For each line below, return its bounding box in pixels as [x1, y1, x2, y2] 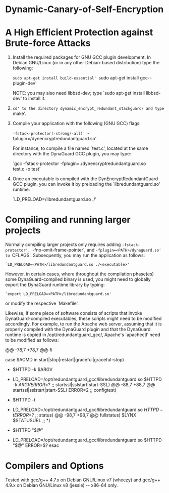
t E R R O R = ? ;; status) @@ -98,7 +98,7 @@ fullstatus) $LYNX [12, 412, 137, 418]
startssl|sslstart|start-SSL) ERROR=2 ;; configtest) [12, 387, 117, 393]
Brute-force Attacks [5, 37, 91, 49]
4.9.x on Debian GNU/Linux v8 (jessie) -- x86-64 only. [5, 482, 118, 488]
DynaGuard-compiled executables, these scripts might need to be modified [5, 315, 162, 322]
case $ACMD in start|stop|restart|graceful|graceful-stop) [5, 357, 125, 363]
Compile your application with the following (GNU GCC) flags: [12, 120, 141, 127]
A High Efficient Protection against [5, 27, 153, 38]
